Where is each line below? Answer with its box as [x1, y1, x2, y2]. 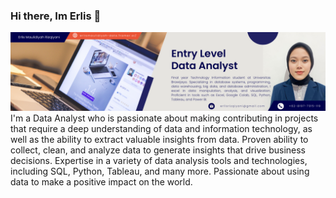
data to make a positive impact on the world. [10, 176, 193, 188]
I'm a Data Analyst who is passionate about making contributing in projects [10, 112, 319, 124]
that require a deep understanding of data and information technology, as [10, 123, 313, 135]
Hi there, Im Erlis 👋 [10, 9, 102, 23]
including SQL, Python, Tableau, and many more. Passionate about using [10, 165, 310, 178]
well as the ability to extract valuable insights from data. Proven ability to [10, 134, 309, 146]
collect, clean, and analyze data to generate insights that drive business [10, 144, 307, 156]
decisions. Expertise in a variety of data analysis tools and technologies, [10, 155, 308, 167]
